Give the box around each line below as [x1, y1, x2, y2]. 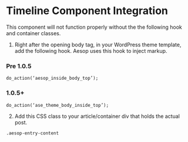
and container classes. [6, 29, 61, 36]
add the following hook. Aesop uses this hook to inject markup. [14, 47, 167, 54]
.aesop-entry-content [6, 130, 59, 136]
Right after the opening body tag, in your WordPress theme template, [14, 41, 182, 48]
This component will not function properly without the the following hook [6, 23, 182, 31]
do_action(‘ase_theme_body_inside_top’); [6, 102, 109, 108]
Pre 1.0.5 [6, 62, 32, 70]
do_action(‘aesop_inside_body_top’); [6, 75, 99, 82]
